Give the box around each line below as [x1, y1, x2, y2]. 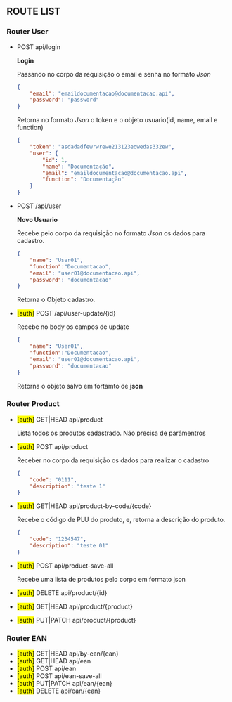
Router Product [6, 399, 60, 409]
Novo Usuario [16, 216, 58, 224]
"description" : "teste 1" [30, 483, 106, 490]
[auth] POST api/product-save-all [16, 561, 114, 570]
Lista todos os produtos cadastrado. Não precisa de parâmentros [16, 429, 206, 437]
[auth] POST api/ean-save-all [16, 672, 103, 680]
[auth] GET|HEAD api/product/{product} [16, 602, 133, 611]
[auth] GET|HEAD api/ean [16, 657, 91, 665]
